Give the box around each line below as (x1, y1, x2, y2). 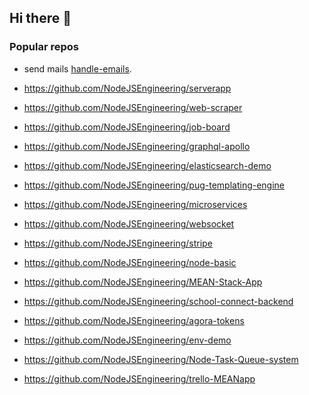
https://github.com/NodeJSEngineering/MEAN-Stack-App (23, 276, 263, 288)
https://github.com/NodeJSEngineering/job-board (23, 121, 231, 133)
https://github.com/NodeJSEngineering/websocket (23, 217, 235, 230)
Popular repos (9, 40, 79, 54)
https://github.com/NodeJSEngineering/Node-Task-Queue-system (23, 353, 299, 365)
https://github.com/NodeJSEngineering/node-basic (23, 256, 237, 268)
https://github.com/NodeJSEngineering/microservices (23, 198, 248, 210)
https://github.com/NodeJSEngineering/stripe (23, 237, 213, 249)
